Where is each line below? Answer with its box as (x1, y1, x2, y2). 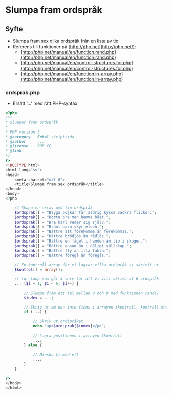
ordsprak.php (5, 89, 40, 96)
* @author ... (5, 139, 45, 144)
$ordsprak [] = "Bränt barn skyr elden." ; (14, 224, 104, 229)
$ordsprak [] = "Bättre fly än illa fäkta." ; (14, 248, 111, 253)
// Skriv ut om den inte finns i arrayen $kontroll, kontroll (24, 304, 159, 310)
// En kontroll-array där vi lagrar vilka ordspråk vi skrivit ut (14, 262, 159, 268)
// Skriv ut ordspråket (32, 319, 83, 324)
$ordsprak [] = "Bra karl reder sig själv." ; (14, 220, 111, 225)
